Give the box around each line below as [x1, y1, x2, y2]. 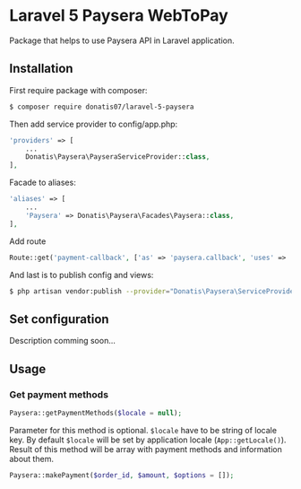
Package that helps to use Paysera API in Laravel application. [9, 35, 235, 46]
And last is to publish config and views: [9, 269, 154, 280]
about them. [9, 453, 54, 464]
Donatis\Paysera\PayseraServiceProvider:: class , [25, 153, 211, 162]
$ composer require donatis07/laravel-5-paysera [9, 102, 194, 111]
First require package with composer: [9, 84, 148, 95]
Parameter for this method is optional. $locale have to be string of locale [9, 424, 278, 435]
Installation [9, 61, 73, 76]
